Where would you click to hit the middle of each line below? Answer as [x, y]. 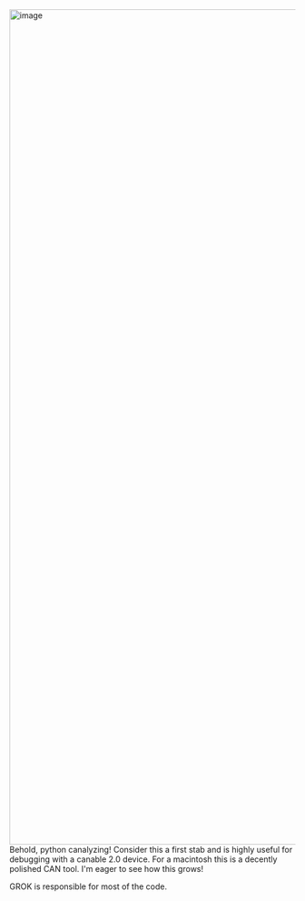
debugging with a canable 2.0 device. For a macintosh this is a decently [143, 859]
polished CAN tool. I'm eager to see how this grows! [107, 869]
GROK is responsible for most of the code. [89, 886]
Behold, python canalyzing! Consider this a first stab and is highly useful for [151, 850]
